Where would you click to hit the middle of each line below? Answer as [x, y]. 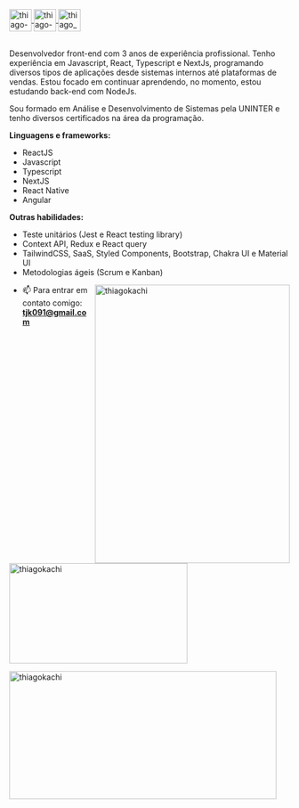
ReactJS [37, 152]
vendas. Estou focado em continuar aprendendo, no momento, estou [135, 82]
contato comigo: [52, 303]
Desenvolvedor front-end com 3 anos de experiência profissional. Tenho [142, 53]
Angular [36, 200]
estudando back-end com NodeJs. [73, 91]
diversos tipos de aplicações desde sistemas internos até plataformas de [143, 72]
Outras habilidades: [47, 217]
